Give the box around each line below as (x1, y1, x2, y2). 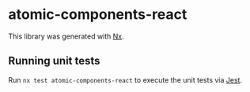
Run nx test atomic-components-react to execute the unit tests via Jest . (8, 75, 243, 84)
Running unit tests (8, 54, 100, 68)
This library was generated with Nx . (8, 31, 124, 41)
